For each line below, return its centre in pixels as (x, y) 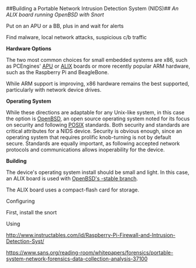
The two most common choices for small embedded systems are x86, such (97, 60)
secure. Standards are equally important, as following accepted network (93, 143)
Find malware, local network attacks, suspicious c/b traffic (77, 37)
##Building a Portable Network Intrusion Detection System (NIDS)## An (92, 8)
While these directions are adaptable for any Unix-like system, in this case (95, 112)
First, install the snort (32, 212)
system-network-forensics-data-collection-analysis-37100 (77, 259)
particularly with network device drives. (54, 90)
